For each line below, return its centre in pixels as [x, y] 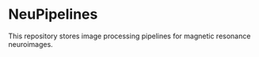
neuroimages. [30, 44]
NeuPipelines [53, 14]
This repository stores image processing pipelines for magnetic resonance [129, 36]
